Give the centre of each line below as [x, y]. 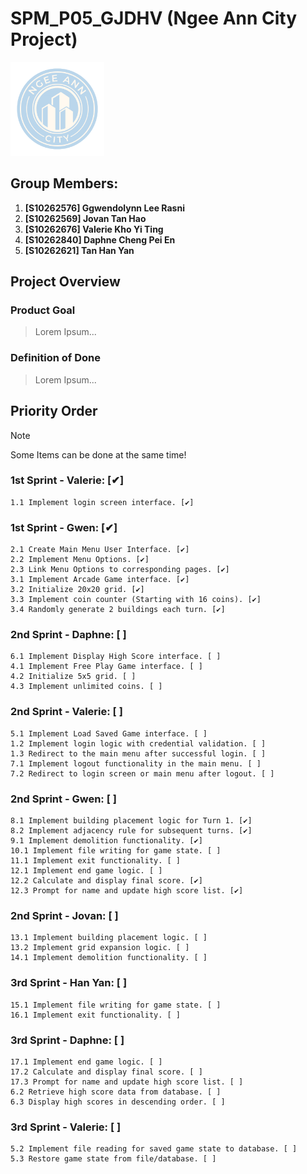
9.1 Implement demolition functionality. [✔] [106, 841]
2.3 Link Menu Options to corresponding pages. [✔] [120, 570]
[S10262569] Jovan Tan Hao [85, 218]
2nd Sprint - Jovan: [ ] [64, 915]
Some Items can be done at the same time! [98, 454]
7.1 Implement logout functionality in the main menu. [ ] [136, 763]
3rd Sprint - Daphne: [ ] [67, 1040]
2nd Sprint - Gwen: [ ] [63, 799]
